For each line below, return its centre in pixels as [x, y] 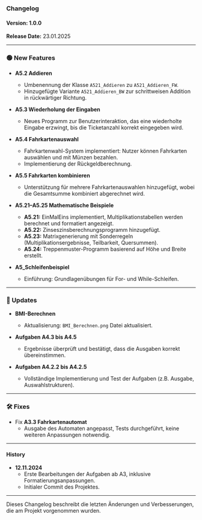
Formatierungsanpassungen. [60, 481]
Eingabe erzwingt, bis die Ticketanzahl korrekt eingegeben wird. [103, 127]
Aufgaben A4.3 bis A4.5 [46, 337]
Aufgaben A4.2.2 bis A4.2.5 [51, 367]
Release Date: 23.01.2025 [38, 36]
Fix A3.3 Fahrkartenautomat [51, 422]
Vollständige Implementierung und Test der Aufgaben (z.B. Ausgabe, [109, 378]
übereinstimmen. [45, 355]
